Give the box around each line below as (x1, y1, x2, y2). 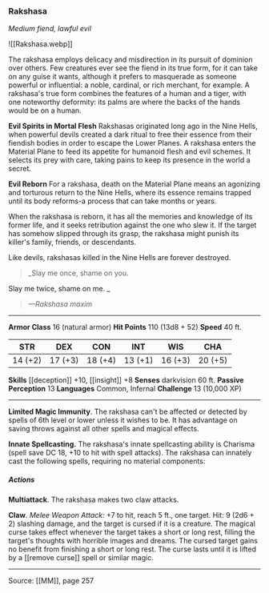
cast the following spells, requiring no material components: (8, 456, 206, 466)
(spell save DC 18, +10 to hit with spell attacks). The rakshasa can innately (8, 448, 252, 458)
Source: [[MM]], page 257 (8, 576, 94, 586)
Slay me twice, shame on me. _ (8, 284, 110, 294)
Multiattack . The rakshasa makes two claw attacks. (8, 495, 179, 505)
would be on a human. (8, 106, 82, 115)
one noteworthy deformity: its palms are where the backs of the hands (8, 98, 241, 107)
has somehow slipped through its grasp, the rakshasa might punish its (8, 229, 239, 238)
